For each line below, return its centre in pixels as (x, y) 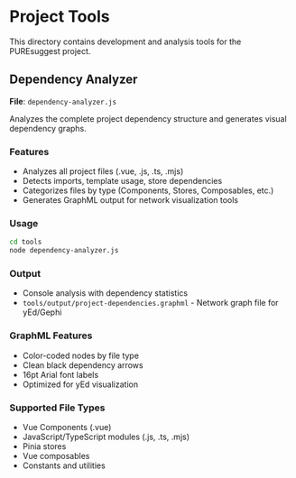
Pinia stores (44, 446)
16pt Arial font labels (60, 374)
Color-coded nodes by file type (81, 355)
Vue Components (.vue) (67, 427)
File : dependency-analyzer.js (63, 101)
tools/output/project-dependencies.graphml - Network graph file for (150, 303)
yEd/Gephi (42, 312)
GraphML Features (51, 336)
